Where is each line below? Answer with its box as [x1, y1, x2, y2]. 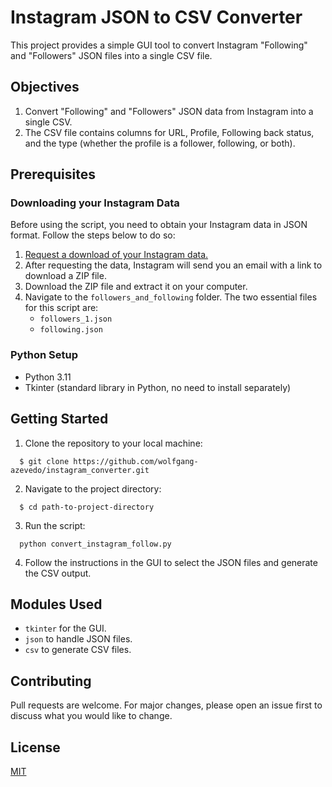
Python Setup [10, 348, 78, 362]
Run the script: [24, 519, 86, 531]
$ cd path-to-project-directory [19, 502, 155, 512]
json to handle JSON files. [24, 633, 133, 645]
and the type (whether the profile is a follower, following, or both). [24, 137, 296, 149]
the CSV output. [24, 567, 92, 579]
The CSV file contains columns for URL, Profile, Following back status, [24, 126, 315, 138]
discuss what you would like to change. [10, 710, 173, 722]
